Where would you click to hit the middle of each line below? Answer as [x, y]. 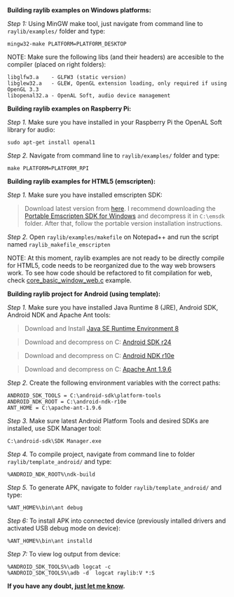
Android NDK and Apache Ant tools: [59, 315]
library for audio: [31, 130]
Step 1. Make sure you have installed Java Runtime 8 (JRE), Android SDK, [113, 307]
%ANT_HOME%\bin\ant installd [50, 541]
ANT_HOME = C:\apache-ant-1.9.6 [54, 408]
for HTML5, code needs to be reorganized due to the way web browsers [111, 265]
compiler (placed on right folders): [57, 64]
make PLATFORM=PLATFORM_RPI [48, 168]
